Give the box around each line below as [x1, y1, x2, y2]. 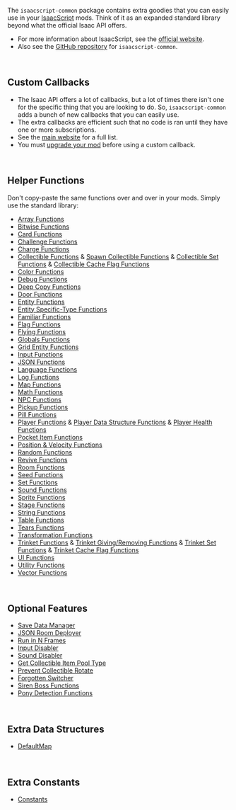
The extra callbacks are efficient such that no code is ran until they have [17, 118, 228, 126]
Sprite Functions [17, 493, 66, 501]
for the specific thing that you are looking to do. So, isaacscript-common [17, 103, 226, 111]
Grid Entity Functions [17, 343, 79, 351]
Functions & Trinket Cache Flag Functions [17, 545, 139, 554]
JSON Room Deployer [17, 629, 82, 637]
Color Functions [17, 267, 64, 275]
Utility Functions [17, 561, 65, 569]
